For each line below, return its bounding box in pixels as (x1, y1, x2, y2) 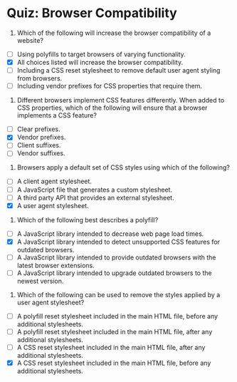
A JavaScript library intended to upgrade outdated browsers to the (16, 269, 212, 277)
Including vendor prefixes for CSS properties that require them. (16, 82, 202, 91)
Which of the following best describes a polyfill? (16, 215, 159, 224)
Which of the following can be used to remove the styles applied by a (16, 290, 221, 299)
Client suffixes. (16, 141, 61, 150)
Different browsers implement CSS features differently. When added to (16, 96, 225, 105)
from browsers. (16, 74, 63, 83)
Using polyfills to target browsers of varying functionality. (16, 50, 186, 58)
